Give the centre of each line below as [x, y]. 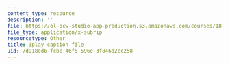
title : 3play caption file [46, 45]
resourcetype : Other [37, 39]
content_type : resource [41, 13]
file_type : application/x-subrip [55, 32]
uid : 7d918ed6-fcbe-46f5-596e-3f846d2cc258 [70, 51]
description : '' [30, 20]
